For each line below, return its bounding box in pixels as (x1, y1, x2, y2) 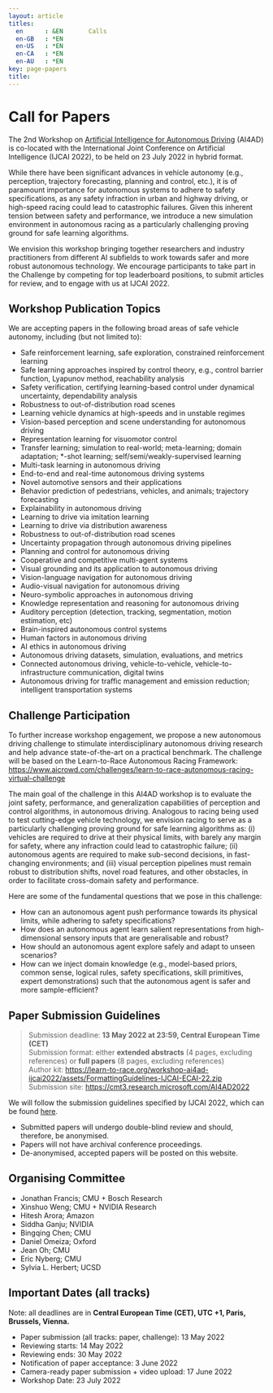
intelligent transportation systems (19, 685, 132, 695)
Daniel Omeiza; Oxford (19, 1236, 97, 1246)
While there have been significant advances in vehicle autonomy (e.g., (8, 168, 244, 177)
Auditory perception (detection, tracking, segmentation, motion (19, 607, 232, 617)
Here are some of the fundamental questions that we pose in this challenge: (8, 892, 262, 902)
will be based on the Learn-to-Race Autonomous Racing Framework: (8, 756, 238, 766)
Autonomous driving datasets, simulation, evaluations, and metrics (19, 650, 244, 660)
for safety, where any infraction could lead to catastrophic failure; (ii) (8, 841, 238, 851)
